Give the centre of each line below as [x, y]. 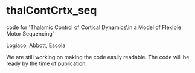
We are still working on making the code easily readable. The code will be [98, 57]
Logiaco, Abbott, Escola [36, 45]
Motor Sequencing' [30, 33]
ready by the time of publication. [47, 63]
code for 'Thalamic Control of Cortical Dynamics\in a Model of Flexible [94, 27]
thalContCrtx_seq [52, 11]
